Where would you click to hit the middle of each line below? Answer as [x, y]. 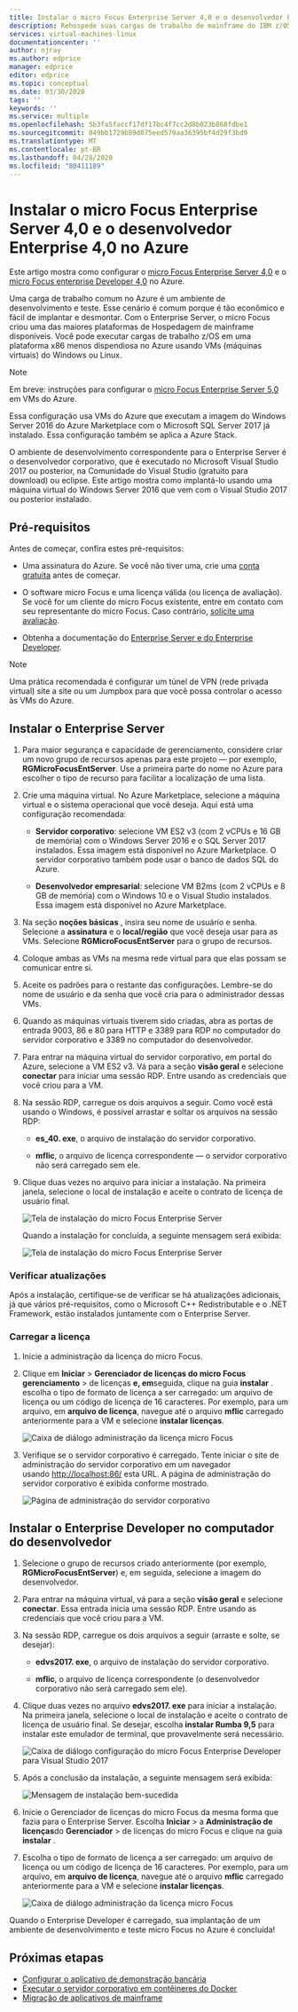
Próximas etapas [56, 1957]
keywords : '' [33, 108]
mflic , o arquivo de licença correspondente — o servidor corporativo [161, 1155]
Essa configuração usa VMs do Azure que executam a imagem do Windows [148, 416]
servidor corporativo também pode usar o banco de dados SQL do [157, 859]
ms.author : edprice [45, 59]
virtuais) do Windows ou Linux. [66, 355]
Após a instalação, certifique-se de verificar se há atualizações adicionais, [145, 1295]
